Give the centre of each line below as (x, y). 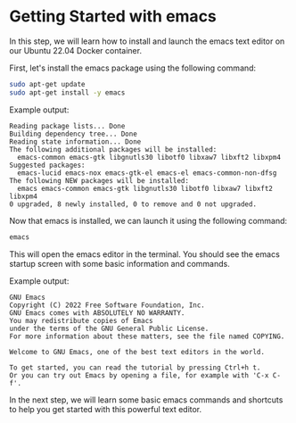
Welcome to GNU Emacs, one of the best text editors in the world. (137, 352)
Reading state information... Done (75, 141)
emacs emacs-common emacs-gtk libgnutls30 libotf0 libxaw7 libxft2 (145, 188)
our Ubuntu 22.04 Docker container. (76, 50)
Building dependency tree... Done (74, 134)
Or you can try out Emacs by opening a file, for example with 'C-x (139, 375)
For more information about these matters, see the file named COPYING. (147, 336)
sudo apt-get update (48, 84)
